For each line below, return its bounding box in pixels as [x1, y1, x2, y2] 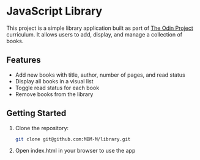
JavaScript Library [6, 4, 103, 18]
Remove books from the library [15, 90, 94, 98]
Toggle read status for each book [15, 84, 100, 91]
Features [6, 55, 41, 65]
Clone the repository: [15, 124, 69, 131]
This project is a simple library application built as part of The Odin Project [6, 24, 194, 32]
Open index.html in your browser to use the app [15, 147, 136, 155]
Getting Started [6, 108, 67, 119]
